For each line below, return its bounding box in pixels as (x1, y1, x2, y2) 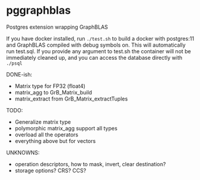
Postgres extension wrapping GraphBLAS (6, 23, 109, 30)
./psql (6, 60, 23, 66)
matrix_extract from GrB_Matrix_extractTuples (14, 95, 128, 102)
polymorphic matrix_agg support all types (14, 124, 118, 132)
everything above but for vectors (14, 137, 96, 144)
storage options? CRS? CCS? (14, 167, 87, 174)
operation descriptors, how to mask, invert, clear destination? (14, 160, 166, 167)
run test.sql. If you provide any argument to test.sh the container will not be (6, 47, 191, 54)
